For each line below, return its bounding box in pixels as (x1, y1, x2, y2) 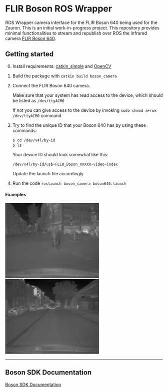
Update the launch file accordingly (12, 170, 84, 176)
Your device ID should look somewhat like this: (12, 151, 108, 157)
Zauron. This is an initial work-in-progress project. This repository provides (5, 24, 160, 30)
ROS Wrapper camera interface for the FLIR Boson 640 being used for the (5, 19, 157, 25)
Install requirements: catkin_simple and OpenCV (12, 63, 111, 69)
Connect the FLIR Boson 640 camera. (12, 82, 90, 88)
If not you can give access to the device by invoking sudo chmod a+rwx (12, 107, 157, 113)
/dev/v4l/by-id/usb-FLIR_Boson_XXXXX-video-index (12, 162, 118, 167)
